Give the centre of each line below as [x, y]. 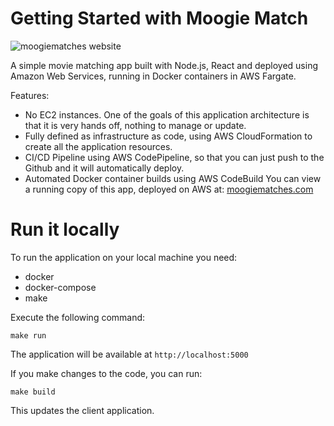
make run [28, 335]
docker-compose [60, 287]
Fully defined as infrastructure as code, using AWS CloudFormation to [168, 136]
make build [33, 392]
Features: [30, 95]
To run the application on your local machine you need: [124, 257]
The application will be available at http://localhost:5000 [129, 354]
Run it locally [65, 229]
